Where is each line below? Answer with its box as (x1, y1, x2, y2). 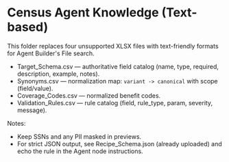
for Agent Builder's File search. (7, 49, 95, 57)
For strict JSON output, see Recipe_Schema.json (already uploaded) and (16, 139, 222, 148)
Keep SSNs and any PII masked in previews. (16, 132, 142, 141)
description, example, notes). (16, 70, 100, 78)
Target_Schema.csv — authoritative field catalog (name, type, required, (16, 62, 219, 70)
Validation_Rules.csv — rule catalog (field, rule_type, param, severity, (16, 98, 213, 107)
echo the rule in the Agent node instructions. (16, 147, 143, 155)
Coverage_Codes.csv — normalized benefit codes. (16, 91, 161, 100)
